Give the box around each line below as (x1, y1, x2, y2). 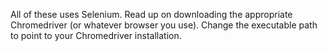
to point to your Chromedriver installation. (10, 30, 182, 41)
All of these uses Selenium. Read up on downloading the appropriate (10, 9, 293, 20)
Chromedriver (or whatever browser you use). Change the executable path (10, 19, 318, 31)
